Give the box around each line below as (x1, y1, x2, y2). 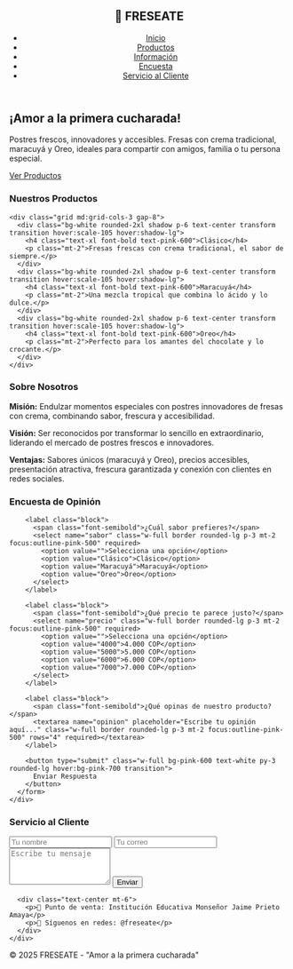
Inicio (146, 32, 166, 43)
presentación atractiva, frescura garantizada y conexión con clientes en (9, 464, 273, 474)
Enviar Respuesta (32, 772, 98, 782)
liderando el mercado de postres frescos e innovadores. (9, 437, 215, 448)
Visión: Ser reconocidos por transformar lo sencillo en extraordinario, (9, 427, 265, 438)
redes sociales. (9, 473, 65, 484)
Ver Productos (9, 171, 62, 181)
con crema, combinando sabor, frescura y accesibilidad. (9, 410, 215, 421)
